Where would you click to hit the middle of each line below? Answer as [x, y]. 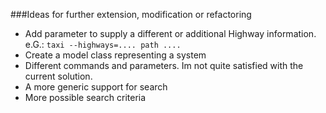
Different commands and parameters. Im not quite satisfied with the [164, 65]
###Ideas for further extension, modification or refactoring [131, 14]
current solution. [58, 76]
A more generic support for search [96, 87]
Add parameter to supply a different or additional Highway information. [170, 33]
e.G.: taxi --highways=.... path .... [103, 44]
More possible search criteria [85, 97]
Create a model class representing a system [115, 55]
